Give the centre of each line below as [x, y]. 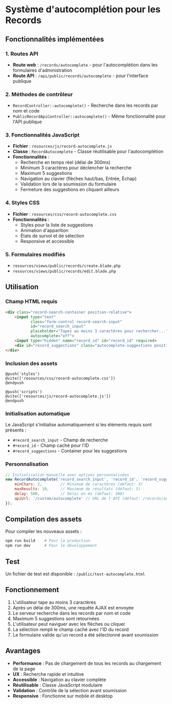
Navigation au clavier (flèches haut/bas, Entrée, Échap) [79, 179]
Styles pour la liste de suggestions [57, 225]
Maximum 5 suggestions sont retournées [56, 618]
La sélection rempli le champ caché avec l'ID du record [71, 629]
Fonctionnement [32, 590]
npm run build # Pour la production [48, 541]
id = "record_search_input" [58, 326]
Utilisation [22, 287]
